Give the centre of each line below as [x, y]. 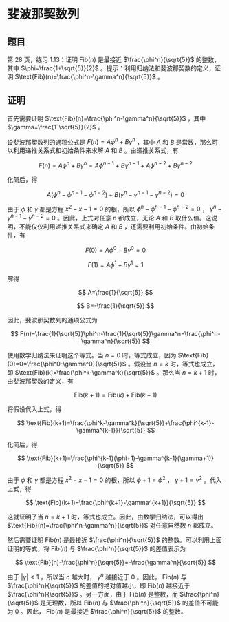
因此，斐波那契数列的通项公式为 [52, 320]
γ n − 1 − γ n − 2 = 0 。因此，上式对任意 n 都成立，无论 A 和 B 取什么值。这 [109, 218]
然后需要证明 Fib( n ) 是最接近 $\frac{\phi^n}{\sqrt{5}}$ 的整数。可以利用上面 [115, 540]
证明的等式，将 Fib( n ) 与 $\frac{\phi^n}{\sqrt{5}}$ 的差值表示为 [97, 549]
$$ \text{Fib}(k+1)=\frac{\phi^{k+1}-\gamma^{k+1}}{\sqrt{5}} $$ [116, 503]
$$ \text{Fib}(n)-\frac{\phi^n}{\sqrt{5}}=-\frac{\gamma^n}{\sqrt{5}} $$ [116, 563]
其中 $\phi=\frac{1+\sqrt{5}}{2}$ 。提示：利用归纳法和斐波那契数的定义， [111, 68]
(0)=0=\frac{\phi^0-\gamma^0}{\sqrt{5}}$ [67, 364]
